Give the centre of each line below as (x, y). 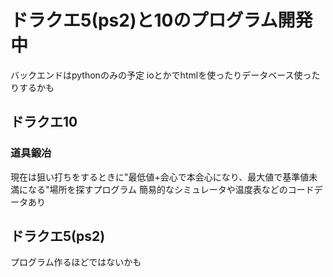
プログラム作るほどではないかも (76, 262)
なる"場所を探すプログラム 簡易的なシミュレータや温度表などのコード (171, 189)
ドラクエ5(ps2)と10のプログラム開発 (161, 20)
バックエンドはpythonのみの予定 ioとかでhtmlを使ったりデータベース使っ (161, 75)
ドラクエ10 (44, 122)
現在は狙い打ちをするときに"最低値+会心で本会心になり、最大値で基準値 (160, 177)
